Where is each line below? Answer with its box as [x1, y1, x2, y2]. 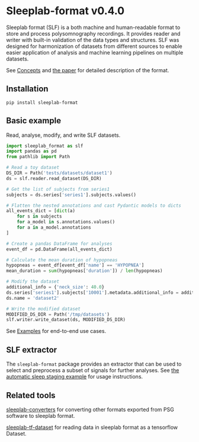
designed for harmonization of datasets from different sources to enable [6, 43, 182, 50]
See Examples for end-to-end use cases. [6, 328, 107, 335]
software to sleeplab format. [6, 412, 75, 419]
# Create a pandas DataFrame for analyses [6, 241, 113, 246]
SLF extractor [6, 345, 57, 355]
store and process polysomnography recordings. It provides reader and [6, 30, 181, 37]
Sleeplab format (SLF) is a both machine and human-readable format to [6, 24, 181, 31]
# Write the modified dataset [6, 306, 81, 312]
